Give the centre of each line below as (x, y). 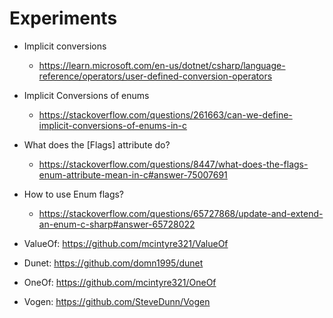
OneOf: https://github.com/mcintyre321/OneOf (120, 282)
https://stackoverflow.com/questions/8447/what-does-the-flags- (173, 164)
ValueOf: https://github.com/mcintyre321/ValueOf (126, 243)
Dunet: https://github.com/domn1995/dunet (113, 263)
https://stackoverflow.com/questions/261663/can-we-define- (165, 114)
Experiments (63, 18)
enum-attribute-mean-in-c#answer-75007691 (133, 174)
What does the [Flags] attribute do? (97, 144)
